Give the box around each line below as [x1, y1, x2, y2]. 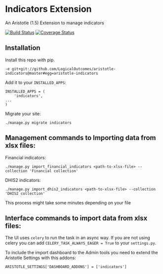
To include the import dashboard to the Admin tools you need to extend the [5, 250, 158, 256]
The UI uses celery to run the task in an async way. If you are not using [5, 235, 151, 241]
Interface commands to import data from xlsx [5, 214, 148, 222]
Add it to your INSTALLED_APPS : [5, 79, 67, 85]
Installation [5, 44, 41, 52]
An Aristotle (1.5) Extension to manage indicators [5, 20, 105, 26]
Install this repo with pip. [5, 57, 55, 63]
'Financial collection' [29, 168, 79, 174]
